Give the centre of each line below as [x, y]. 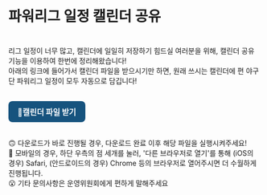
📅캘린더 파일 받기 [47, 113]
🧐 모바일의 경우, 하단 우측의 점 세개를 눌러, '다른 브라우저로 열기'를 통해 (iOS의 [131, 153]
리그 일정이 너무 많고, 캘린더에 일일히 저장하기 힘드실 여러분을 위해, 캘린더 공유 [131, 51]
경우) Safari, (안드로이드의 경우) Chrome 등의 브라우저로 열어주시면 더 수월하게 [133, 163]
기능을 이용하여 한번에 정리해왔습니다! [68, 61]
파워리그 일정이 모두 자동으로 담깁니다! [77, 81]
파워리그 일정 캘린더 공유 [85, 16]
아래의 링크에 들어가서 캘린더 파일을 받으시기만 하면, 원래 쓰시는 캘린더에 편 [126, 71]
